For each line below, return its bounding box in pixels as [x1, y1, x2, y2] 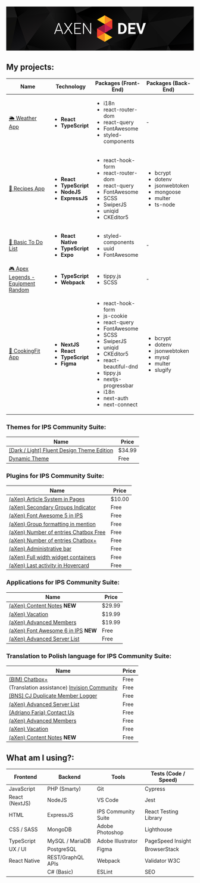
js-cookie [103, 312, 128, 319]
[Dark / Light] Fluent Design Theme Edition [8, 447, 114, 453]
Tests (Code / [151, 770, 186, 778]
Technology [55, 83, 86, 90]
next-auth [103, 394, 129, 402]
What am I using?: [6, 753, 74, 763]
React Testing [145, 808, 179, 815]
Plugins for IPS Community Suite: [6, 471, 104, 480]
